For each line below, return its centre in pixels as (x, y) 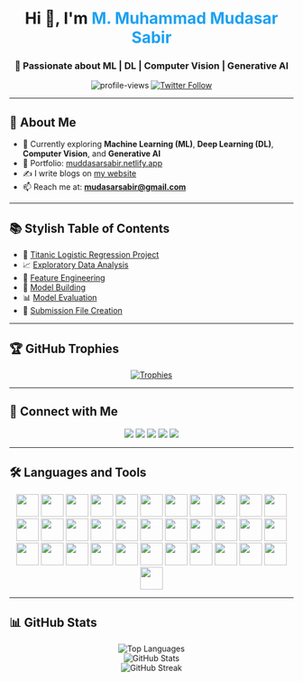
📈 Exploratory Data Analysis (75, 265)
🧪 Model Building (54, 287)
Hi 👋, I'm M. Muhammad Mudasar (151, 19)
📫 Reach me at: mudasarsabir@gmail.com (104, 187)
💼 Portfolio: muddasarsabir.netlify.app (92, 163)
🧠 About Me (43, 122)
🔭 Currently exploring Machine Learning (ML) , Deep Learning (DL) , (148, 145)
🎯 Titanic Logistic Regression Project (91, 255)
